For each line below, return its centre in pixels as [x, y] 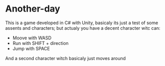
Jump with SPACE [31, 48]
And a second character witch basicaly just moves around [66, 58]
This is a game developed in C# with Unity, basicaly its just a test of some [82, 23]
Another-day [33, 9]
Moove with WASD [32, 38]
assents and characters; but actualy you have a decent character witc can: [83, 28]
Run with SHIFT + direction [41, 43]
